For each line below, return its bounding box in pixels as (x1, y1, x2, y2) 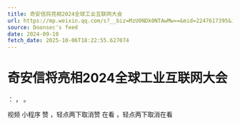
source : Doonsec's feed (7, 24, 79, 31)
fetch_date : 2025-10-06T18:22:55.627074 (7, 37, 130, 44)
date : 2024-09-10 (7, 30, 59, 38)
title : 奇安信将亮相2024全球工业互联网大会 (7, 10, 123, 18)
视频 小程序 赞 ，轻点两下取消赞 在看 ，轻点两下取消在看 (7, 110, 173, 119)
